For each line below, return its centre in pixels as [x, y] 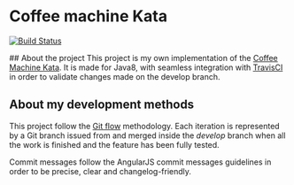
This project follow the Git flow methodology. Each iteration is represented [145, 126]
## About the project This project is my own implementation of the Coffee [144, 58]
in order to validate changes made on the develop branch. [115, 76]
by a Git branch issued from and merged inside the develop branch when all [147, 135]
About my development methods [102, 105]
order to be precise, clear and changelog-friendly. [101, 171]
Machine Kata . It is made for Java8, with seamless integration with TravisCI [146, 67]
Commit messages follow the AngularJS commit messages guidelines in [140, 162]
